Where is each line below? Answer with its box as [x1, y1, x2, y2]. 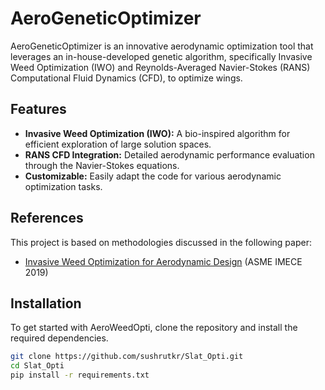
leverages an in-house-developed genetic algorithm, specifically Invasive [10, 50, 313, 62]
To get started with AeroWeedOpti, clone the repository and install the [10, 322, 298, 334]
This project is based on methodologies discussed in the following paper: [10, 236, 312, 248]
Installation [10, 295, 82, 312]
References [10, 210, 84, 227]
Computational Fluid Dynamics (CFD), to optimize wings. [10, 72, 243, 84]
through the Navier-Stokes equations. [24, 159, 180, 171]
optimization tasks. [24, 180, 103, 192]
